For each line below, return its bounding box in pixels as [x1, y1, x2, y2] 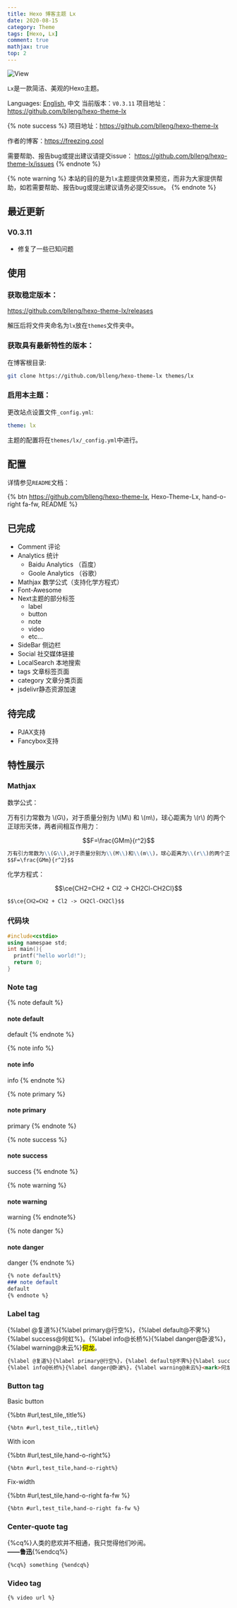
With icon [7, 1437, 35, 1446]
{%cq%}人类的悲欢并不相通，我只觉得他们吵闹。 [7, 1539, 150, 1547]
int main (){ [7, 946, 42, 953]
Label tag [7, 1308, 40, 1318]
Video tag [7, 1578, 42, 1588]
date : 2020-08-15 [7, 17, 59, 24]
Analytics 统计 [17, 552, 59, 560]
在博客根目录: [7, 358, 47, 367]
